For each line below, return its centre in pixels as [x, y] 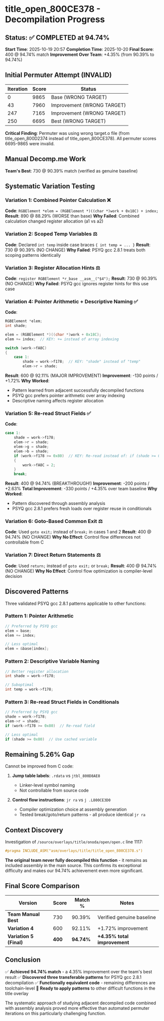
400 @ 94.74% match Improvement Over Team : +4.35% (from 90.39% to [80, 54]
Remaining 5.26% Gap [40, 754]
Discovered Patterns [37, 592]
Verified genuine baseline [127, 917]
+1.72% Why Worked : [27, 381]
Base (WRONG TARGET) [79, 97]
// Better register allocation [37, 672]
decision [14, 576]
